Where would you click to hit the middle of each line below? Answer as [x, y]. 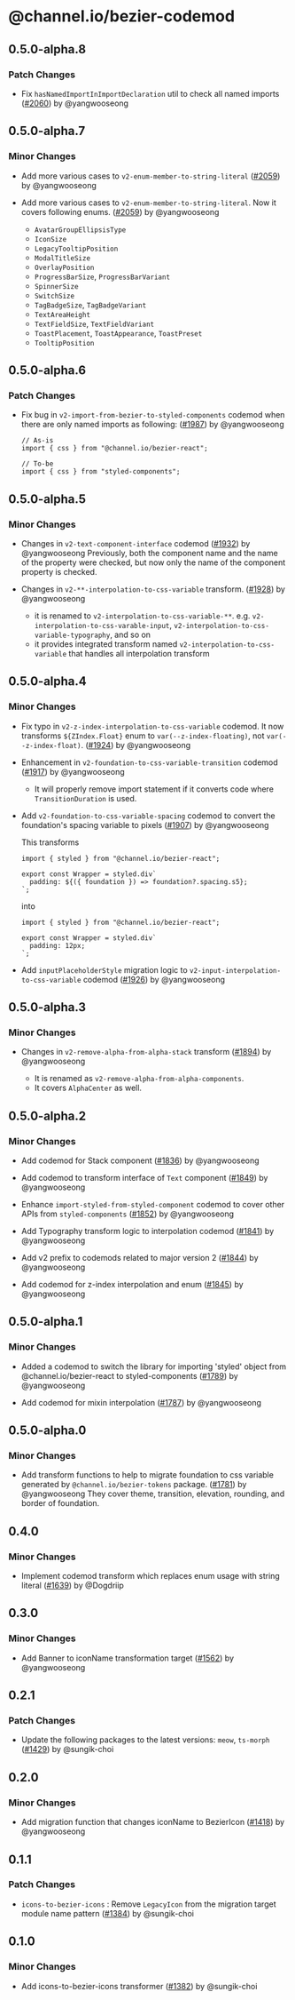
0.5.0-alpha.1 [46, 1322]
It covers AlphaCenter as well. [88, 1088]
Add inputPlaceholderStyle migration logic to [104, 969]
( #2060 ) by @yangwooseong [75, 103]
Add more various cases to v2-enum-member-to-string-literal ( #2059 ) [151, 176]
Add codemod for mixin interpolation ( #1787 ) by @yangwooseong [141, 1402]
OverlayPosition [64, 267]
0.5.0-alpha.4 [47, 681]
